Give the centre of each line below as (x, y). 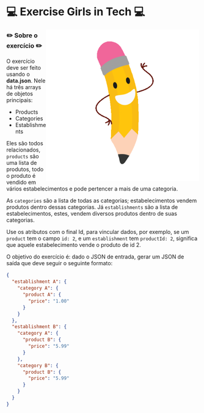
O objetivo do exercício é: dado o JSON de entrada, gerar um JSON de (95, 257)
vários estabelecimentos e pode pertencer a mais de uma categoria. (92, 189)
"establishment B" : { (39, 327)
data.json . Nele (26, 81)
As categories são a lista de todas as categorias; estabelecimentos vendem (102, 201)
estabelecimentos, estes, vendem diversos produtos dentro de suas (92, 214)
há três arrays (24, 87)
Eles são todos (25, 144)
